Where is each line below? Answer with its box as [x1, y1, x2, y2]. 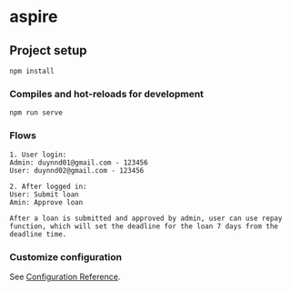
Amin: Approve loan [9, 197, 84, 206]
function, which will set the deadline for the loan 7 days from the [9, 221, 279, 231]
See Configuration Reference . [9, 271, 121, 282]
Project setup [9, 43, 88, 58]
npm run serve [9, 108, 64, 117]
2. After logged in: [9, 182, 88, 191]
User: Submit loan [9, 189, 79, 199]
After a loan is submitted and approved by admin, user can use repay [9, 214, 283, 223]
